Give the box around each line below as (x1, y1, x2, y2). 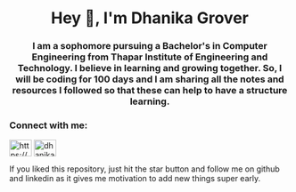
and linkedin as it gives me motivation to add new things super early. (9, 173, 261, 184)
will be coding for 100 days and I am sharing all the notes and (15, 73, 284, 85)
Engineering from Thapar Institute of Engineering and (31, 51, 268, 63)
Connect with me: (9, 119, 88, 132)
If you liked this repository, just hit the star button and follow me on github (9, 164, 281, 174)
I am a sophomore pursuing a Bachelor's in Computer (32, 40, 267, 52)
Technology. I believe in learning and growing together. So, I (17, 62, 283, 75)
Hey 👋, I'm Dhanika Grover (50, 8, 250, 28)
